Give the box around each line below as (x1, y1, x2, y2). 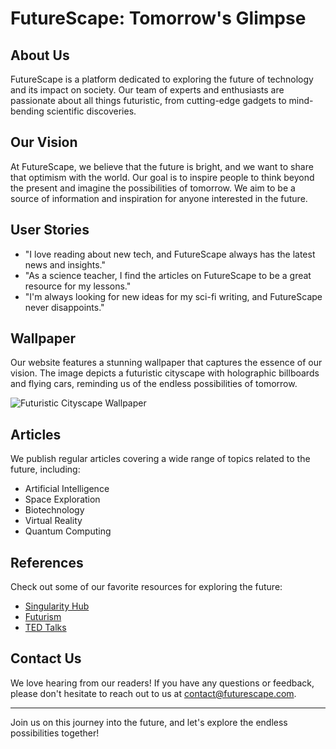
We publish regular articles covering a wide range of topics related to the (10, 453, 311, 465)
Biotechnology (24, 504, 85, 516)
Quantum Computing (24, 525, 112, 537)
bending (10, 105, 45, 117)
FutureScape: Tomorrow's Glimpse (10, 7, 307, 30)
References (10, 554, 84, 571)
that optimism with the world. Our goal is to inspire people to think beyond (10, 171, 315, 183)
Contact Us (10, 650, 82, 667)
